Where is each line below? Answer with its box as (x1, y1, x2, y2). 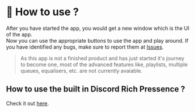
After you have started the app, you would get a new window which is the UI (6, 25, 190, 32)
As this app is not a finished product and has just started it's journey (20, 55, 185, 62)
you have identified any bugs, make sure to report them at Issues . (6, 43, 164, 50)
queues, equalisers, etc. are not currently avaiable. (20, 67, 143, 74)
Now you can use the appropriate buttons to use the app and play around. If (6, 37, 189, 44)
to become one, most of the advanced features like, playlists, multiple (20, 61, 188, 68)
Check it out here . (6, 100, 50, 107)
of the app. (6, 30, 33, 38)
